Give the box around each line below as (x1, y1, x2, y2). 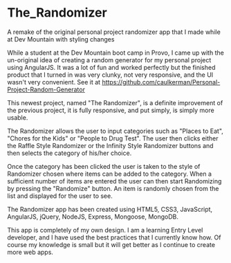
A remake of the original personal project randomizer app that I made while (7, 28, 221, 36)
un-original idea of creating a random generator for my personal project (7, 55, 212, 64)
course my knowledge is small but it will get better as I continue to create (7, 240, 216, 248)
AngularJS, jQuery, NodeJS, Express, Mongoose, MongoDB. (7, 212, 178, 221)
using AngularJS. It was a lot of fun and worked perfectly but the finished (7, 63, 216, 71)
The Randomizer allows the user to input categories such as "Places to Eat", (7, 127, 223, 135)
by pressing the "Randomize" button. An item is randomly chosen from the (7, 184, 219, 192)
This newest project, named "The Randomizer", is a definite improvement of (7, 98, 223, 107)
